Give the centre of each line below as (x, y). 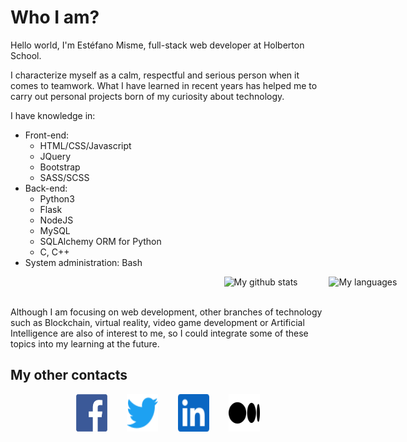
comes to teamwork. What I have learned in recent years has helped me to (164, 85)
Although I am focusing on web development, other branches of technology (166, 312)
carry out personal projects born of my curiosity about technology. (147, 96)
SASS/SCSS (64, 177)
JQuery (55, 156)
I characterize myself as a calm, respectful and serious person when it (155, 75)
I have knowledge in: (53, 115)
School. (26, 55)
